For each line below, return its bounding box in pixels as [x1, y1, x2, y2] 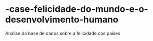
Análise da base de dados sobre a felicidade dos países [5, 30, 120, 36]
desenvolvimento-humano [5, 14, 119, 25]
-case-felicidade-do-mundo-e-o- [5, 3, 148, 15]
